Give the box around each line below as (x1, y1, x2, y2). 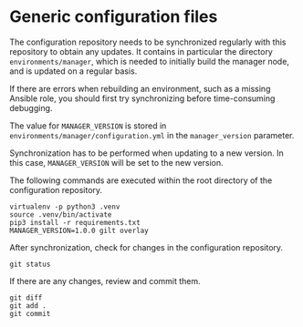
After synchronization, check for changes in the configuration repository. (9, 241, 284, 252)
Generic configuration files (9, 6, 218, 27)
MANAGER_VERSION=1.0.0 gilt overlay (9, 226, 149, 235)
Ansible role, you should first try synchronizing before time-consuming (9, 93, 276, 104)
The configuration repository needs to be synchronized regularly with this (9, 36, 287, 47)
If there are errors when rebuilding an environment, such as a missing (9, 83, 271, 94)
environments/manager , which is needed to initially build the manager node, (9, 56, 290, 66)
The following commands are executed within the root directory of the (9, 175, 273, 186)
